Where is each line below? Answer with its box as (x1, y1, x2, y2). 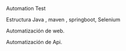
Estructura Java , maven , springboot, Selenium (6, 16, 121, 23)
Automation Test (6, 5, 46, 12)
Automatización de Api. (6, 39, 63, 45)
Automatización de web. (6, 27, 65, 34)
